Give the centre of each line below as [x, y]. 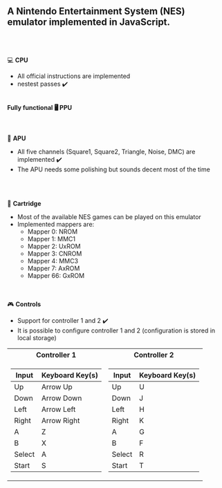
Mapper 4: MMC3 [53, 261]
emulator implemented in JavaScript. [89, 22]
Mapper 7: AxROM [54, 268]
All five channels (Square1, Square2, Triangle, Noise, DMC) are [106, 151]
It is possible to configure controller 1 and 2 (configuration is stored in [116, 330]
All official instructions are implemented [74, 76]
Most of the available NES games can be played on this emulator [109, 216]
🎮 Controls [24, 304]
